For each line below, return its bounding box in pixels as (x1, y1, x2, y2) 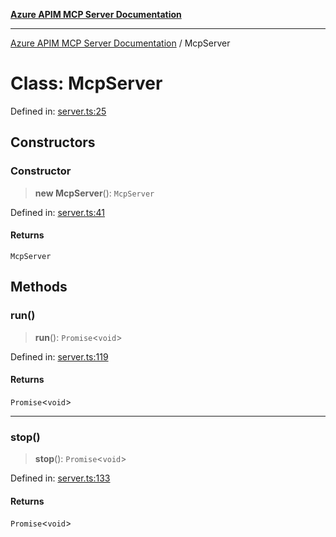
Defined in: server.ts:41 (10, 206, 105, 218)
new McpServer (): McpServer (34, 187, 155, 199)
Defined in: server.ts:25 (10, 105, 107, 117)
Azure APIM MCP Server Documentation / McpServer (10, 37, 231, 49)
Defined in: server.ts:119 (10, 350, 109, 363)
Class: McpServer (10, 72, 163, 95)
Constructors (10, 134, 96, 151)
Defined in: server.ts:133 (10, 472, 111, 484)
